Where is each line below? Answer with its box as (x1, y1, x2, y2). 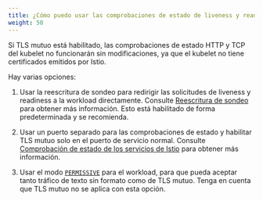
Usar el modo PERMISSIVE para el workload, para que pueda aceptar (19, 167, 237, 177)
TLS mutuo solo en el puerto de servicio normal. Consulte (19, 135, 206, 145)
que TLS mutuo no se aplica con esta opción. (19, 184, 166, 193)
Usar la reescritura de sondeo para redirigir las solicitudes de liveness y (19, 87, 251, 96)
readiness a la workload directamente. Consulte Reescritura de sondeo (19, 95, 249, 105)
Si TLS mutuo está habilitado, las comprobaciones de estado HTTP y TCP (8, 40, 246, 49)
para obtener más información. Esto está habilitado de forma (19, 103, 215, 113)
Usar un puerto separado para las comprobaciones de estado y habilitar (19, 127, 252, 137)
